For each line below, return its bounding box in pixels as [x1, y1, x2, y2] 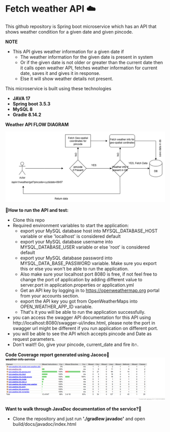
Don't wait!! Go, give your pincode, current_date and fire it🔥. [12, 341, 139, 347]
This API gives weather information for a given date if [12, 48, 124, 55]
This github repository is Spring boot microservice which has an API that [5, 23, 157, 30]
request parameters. [12, 336, 56, 342]
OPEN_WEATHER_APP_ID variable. [20, 303, 93, 310]
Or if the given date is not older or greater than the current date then [20, 59, 163, 65]
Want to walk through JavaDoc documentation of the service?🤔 [5, 406, 142, 412]
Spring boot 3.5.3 [12, 100, 51, 106]
